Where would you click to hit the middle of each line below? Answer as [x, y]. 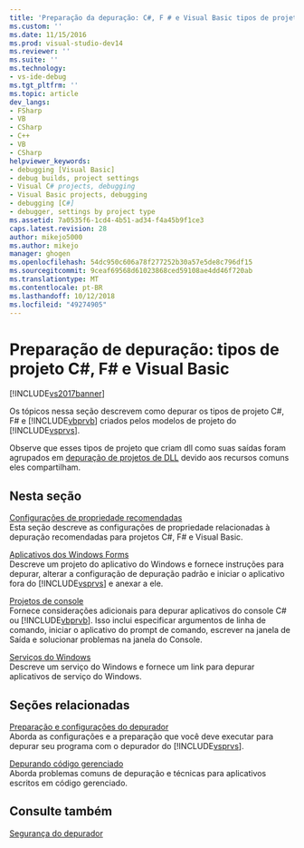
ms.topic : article [44, 93]
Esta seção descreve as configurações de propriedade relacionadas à [140, 528]
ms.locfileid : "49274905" [58, 305]
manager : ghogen [40, 254]
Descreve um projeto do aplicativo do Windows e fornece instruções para [147, 564]
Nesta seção [46, 496]
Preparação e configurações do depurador [89, 726]
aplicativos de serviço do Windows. [76, 677]
